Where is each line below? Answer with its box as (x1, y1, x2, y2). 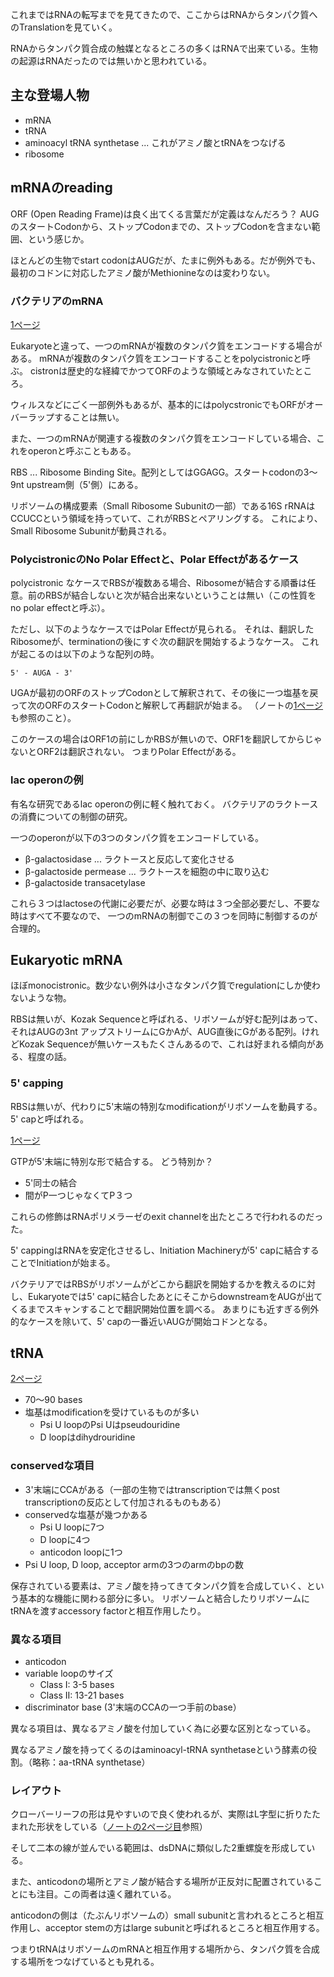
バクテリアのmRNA (10, 294, 104, 308)
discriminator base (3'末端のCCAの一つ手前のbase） (24, 1701, 242, 1713)
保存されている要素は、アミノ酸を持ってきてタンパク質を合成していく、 (10, 1579, 307, 1592)
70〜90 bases (24, 1394, 83, 1406)
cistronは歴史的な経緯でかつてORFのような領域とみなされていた (29, 364, 295, 377)
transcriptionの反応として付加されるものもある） (24, 1496, 227, 1508)
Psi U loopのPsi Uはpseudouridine (39, 1419, 181, 1431)
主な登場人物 (10, 87, 90, 104)
